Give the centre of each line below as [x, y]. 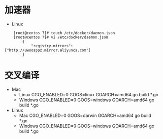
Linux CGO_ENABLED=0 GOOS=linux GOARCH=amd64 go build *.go [89, 94]
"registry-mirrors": [52, 46]
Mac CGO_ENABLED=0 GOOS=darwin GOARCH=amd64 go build [85, 115]
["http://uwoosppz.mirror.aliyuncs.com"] [48, 50]
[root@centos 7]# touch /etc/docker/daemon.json [64, 33]
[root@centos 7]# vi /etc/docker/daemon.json [61, 37]
